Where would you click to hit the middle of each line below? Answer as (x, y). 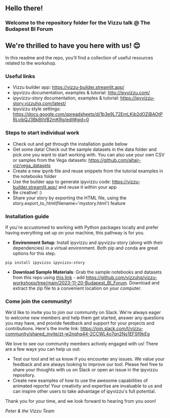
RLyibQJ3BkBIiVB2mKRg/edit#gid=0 (51, 120)
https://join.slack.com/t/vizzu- (112, 329)
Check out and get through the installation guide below (70, 144)
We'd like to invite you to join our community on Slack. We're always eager (83, 312)
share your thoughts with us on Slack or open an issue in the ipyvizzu (85, 370)
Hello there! (24, 8)
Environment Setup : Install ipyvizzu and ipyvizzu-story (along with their (88, 242)
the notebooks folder (35, 176)
